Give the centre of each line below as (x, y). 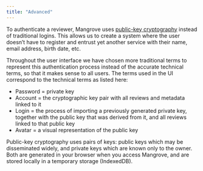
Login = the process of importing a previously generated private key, (101, 110)
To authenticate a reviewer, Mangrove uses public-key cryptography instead (102, 29)
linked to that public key (45, 123)
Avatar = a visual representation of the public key (77, 130)
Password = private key (45, 91)
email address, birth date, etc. (43, 49)
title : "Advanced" (29, 12)
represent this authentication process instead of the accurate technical (95, 67)
